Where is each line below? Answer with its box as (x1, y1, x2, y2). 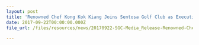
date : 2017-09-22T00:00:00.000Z (6, 19, 86, 25)
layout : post (6, 8, 38, 15)
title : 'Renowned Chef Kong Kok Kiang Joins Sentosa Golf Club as (6, 14, 174, 20)
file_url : (6, 25, 31, 31)
